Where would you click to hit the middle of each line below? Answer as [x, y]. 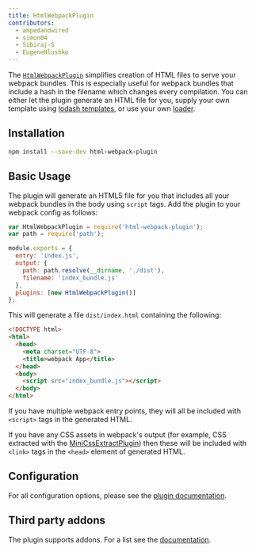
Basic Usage [40, 176]
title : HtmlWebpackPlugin [51, 15]
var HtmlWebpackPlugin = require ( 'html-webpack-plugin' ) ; [106, 227]
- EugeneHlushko [42, 52]
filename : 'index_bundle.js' [71, 278]
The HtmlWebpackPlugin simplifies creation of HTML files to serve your [122, 75]
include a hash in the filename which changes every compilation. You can [128, 91]
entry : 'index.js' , [48, 256]
